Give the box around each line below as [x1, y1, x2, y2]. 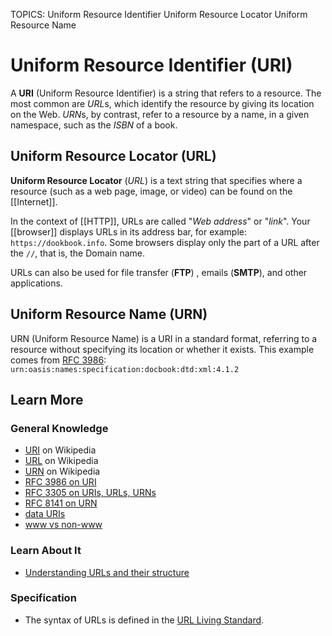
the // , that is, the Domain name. [10, 247, 146, 259]
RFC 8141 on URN [24, 497, 98, 509]
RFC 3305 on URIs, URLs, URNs [24, 487, 157, 499]
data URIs [24, 508, 66, 520]
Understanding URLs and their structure [24, 566, 190, 578]
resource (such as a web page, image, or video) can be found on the [10, 185, 293, 197]
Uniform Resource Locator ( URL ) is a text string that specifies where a [10, 174, 303, 186]
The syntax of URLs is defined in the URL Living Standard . [24, 614, 265, 626]
